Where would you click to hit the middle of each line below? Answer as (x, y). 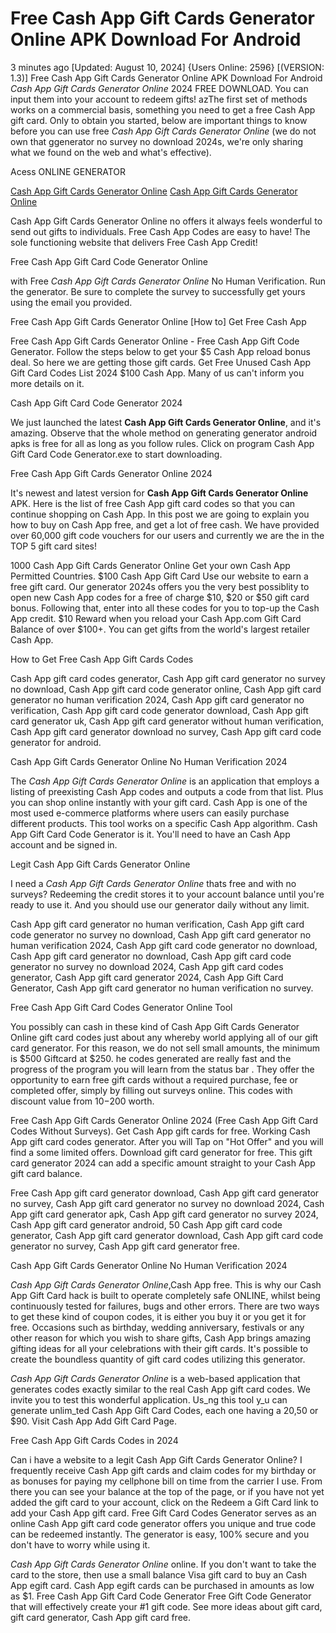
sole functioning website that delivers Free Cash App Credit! (134, 242)
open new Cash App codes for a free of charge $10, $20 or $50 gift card (160, 597)
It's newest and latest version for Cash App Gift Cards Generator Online (159, 493)
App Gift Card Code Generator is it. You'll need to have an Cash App (150, 834)
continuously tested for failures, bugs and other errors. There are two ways (165, 1306)
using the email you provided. (71, 302)
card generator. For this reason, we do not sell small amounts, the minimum (165, 1048)
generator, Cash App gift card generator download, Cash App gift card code (167, 1235)
